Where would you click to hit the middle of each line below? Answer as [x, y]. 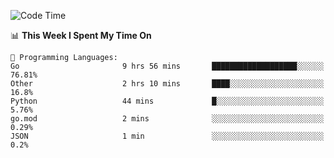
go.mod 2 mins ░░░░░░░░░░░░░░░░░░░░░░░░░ [167, 119]
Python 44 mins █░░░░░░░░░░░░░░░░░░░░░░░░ [167, 101]
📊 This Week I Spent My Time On [81, 35]
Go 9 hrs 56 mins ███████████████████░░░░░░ [167, 66]
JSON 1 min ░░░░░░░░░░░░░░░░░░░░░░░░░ [167, 136]
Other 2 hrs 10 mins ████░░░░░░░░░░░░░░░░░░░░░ [167, 84]
